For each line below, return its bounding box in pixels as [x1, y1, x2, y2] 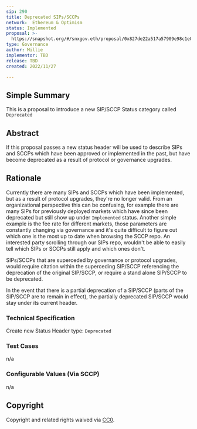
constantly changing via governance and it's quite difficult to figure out [6, 226, 178, 233]
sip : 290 [6, 8, 28, 15]
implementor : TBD [6, 52, 49, 58]
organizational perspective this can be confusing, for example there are [6, 201, 179, 208]
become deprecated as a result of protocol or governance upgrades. [6, 157, 172, 163]
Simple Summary [6, 90, 70, 100]
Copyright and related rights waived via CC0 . [6, 416, 115, 423]
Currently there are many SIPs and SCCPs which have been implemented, [6, 189, 185, 196]
